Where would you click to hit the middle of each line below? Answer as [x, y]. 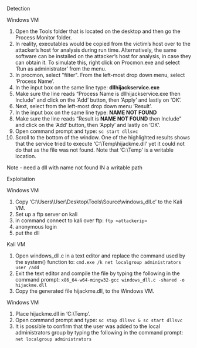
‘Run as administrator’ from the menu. [61, 69]
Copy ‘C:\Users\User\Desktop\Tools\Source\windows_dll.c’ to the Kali [98, 202]
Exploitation [21, 179]
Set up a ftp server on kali [46, 214]
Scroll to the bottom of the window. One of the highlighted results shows [102, 137]
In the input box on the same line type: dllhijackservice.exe [87, 87]
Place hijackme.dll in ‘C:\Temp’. [52, 314]
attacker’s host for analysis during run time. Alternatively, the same [96, 50]
